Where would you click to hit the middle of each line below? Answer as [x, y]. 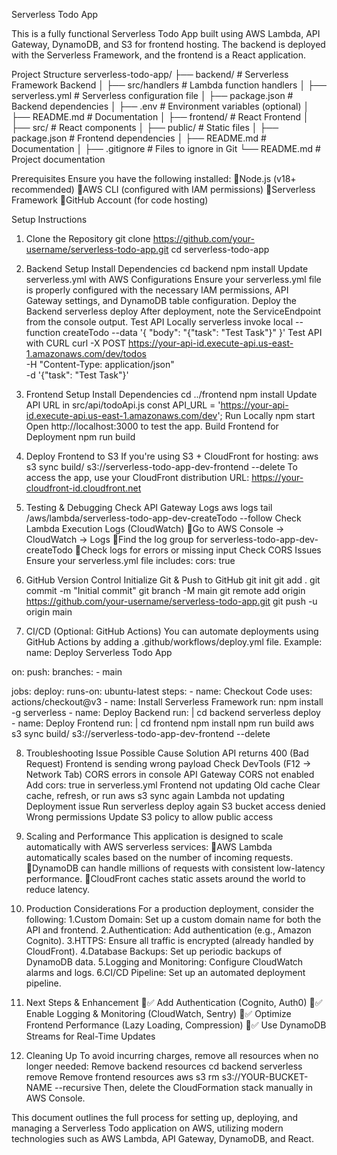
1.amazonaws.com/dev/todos [86, 353]
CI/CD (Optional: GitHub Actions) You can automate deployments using [172, 631]
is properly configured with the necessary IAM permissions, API [157, 290]
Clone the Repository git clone [88, 238]
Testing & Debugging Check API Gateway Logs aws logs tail [149, 507]
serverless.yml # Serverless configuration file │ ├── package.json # [152, 95]
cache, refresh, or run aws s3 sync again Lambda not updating [155, 795]
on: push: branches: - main [67, 672]
